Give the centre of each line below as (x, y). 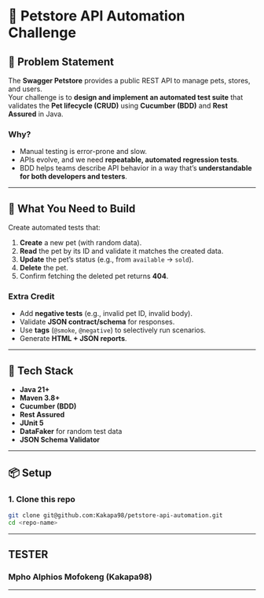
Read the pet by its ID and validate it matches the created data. (121, 251)
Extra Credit (31, 296)
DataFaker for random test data (71, 431)
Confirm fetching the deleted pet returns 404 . (94, 276)
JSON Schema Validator (60, 440)
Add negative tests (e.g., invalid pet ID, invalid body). (106, 314)
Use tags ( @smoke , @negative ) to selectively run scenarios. (113, 330)
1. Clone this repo (42, 499)
